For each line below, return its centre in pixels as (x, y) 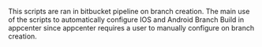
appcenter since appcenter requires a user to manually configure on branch (131, 28)
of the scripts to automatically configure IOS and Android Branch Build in (126, 20)
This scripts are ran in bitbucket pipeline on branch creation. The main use (129, 11)
